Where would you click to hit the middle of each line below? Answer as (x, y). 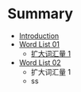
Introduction (39, 36)
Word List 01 (39, 44)
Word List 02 (40, 62)
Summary (40, 14)
